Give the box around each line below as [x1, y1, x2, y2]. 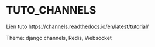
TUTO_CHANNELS [6, 4, 97, 17]
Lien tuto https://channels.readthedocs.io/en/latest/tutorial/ [6, 23, 149, 30]
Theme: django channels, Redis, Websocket [6, 34, 112, 41]
